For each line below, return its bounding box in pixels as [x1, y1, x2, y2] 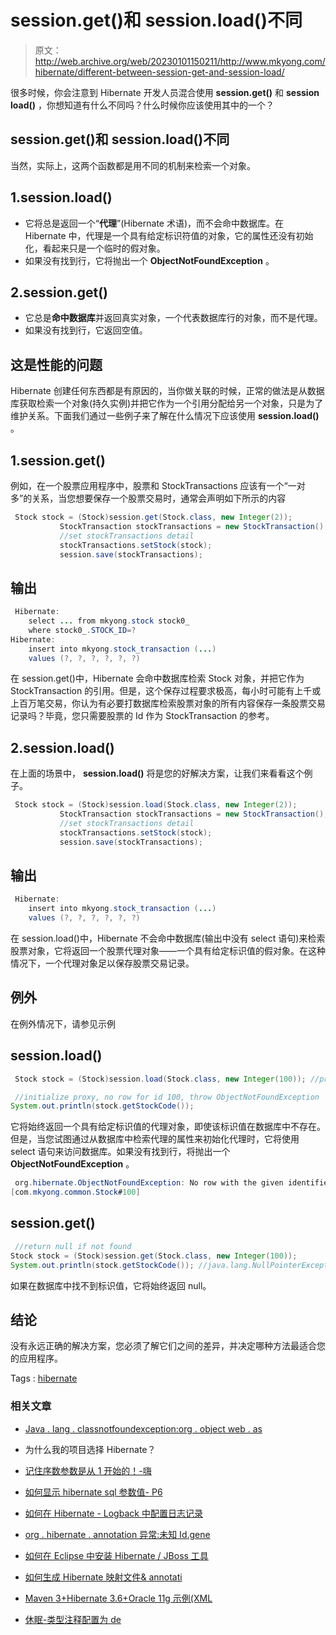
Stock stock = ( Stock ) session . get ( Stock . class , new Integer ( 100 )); [10, 1251, 298, 1261]
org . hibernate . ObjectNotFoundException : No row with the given [14, 1178, 284, 1188]
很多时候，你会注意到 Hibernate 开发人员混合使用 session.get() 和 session [10, 86, 320, 98]
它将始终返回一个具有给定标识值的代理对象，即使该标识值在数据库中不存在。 [10, 1121, 326, 1133]
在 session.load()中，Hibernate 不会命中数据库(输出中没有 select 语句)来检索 [10, 932, 326, 945]
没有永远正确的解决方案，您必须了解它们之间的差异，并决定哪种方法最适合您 [10, 1340, 326, 1352]
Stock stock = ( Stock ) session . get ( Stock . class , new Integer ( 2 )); [14, 512, 293, 522]
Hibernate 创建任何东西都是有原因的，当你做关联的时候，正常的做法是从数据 [10, 385, 325, 397]
